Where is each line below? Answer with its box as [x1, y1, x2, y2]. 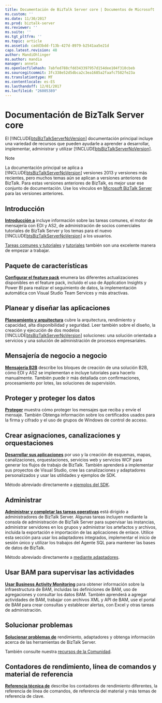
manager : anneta [5, 61, 38, 66]
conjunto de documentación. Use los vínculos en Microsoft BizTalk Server [5, 185, 152, 191]
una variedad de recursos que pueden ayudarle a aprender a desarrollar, [5, 141, 150, 147]
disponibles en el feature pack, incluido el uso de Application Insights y [5, 280, 147, 285]
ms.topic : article [5, 39, 42, 44]
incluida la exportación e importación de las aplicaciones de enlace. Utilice [5, 530, 154, 535]
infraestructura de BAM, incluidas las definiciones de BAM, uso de [5, 586, 137, 592]
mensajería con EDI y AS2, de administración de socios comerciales [5, 223, 141, 229]
